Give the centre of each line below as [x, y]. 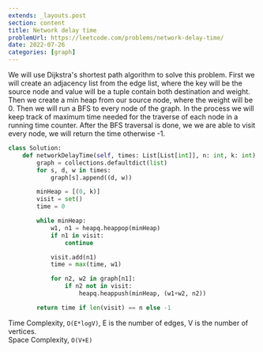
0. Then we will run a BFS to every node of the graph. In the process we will [131, 108]
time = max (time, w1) [86, 265]
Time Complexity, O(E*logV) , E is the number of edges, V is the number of [128, 323]
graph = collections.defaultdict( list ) [102, 163]
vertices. [23, 331]
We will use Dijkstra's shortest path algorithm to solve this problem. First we [131, 75]
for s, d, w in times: [74, 170]
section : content [37, 23]
